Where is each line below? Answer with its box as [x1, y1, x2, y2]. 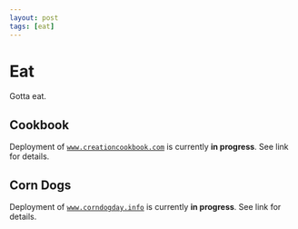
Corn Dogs [9, 177, 72, 193]
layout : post [9, 13, 59, 23]
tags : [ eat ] [9, 22, 55, 31]
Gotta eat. [9, 91, 47, 102]
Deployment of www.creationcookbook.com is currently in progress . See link [9, 142, 289, 153]
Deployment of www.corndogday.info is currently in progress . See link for [9, 202, 282, 213]
